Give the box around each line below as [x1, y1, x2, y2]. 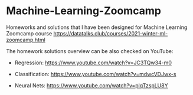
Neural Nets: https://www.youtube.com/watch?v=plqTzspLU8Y [14, 81, 168, 89]
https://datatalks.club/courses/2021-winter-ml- [53, 30, 168, 37]
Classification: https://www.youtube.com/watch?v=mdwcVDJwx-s [14, 70, 176, 77]
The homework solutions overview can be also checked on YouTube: [6, 47, 174, 54]
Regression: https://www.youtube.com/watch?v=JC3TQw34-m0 [14, 59, 172, 66]
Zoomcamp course [6, 30, 53, 37]
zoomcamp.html [6, 36, 45, 43]
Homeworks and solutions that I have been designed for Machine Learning [6, 24, 188, 31]
